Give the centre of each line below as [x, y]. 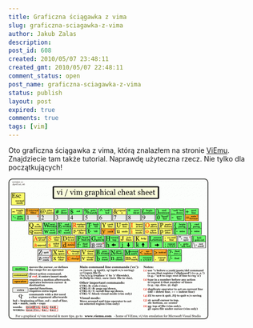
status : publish [35, 93]
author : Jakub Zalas [43, 34]
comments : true [34, 118]
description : [30, 42]
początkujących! [35, 167]
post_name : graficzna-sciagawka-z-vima [75, 84]
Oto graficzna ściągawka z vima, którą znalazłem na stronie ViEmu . [119, 150]
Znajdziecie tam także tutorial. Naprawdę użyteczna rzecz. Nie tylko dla [127, 159]
